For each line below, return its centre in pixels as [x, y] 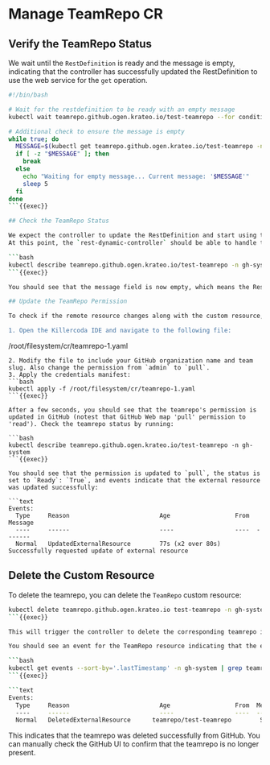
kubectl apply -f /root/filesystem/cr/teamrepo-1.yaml [102, 389]
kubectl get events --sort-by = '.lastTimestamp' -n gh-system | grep [125, 668]
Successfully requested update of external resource [98, 551]
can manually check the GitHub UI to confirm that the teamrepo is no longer [134, 744]
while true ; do [34, 139]
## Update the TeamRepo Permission [68, 302]
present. [22, 753]
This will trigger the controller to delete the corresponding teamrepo [133, 632]
